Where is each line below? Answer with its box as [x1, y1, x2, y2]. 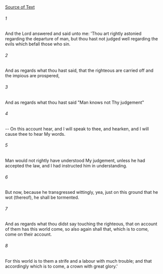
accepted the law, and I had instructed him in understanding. [5, 163, 127, 169]
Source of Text [5, 4, 35, 10]
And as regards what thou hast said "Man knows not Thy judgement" [5, 99, 144, 105]
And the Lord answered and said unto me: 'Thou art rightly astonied [5, 30, 142, 36]
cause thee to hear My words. [5, 131, 66, 137]
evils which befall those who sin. [5, 41, 71, 47]
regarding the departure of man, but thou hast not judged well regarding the [5, 36, 158, 42]
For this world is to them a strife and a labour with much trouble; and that [5, 258, 152, 264]
